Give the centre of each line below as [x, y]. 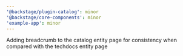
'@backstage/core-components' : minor [54, 17]
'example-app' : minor [34, 23]
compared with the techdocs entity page [57, 46]
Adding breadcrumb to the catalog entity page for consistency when [92, 40]
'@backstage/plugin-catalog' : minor [52, 12]
